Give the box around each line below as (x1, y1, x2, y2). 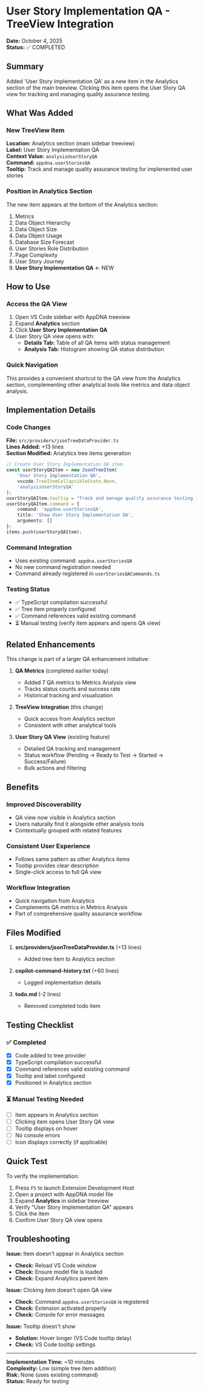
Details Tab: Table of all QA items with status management (24, 339, 170, 346)
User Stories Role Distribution (14, 245, 89, 252)
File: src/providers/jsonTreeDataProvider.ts (6, 437, 119, 444)
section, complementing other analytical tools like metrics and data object (6, 381, 190, 388)
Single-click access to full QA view (14, 869, 101, 876)
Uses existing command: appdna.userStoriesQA (14, 557, 132, 564)
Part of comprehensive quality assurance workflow (14, 910, 143, 918)
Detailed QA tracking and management (24, 745, 121, 752)
